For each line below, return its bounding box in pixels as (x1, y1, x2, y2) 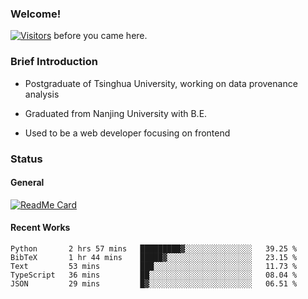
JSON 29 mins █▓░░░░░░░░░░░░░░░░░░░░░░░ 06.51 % (10, 278, 298, 289)
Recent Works (10, 222, 71, 234)
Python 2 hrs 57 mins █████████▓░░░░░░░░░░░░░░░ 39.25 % (10, 243, 298, 254)
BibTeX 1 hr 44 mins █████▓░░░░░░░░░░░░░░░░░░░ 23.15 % (10, 252, 298, 262)
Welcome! (10, 7, 62, 21)
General (10, 177, 45, 189)
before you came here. (53, 30, 148, 42)
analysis (24, 88, 60, 100)
